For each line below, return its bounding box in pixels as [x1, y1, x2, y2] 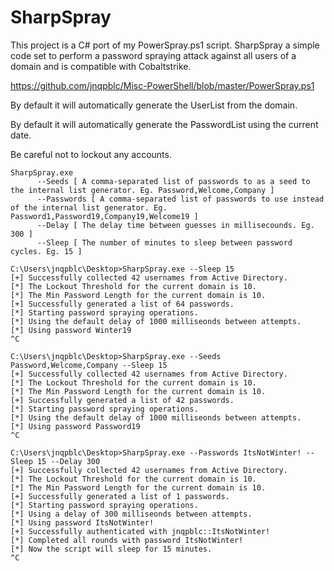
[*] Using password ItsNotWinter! [10, 517, 155, 528]
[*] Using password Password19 [10, 421, 141, 431]
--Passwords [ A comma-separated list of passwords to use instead [36, 194, 325, 204]
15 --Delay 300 [36, 456, 101, 466]
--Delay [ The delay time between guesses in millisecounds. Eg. [36, 220, 315, 230]
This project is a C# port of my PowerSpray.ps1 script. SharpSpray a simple [10, 39, 320, 51]
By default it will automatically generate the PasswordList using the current [10, 118, 319, 130]
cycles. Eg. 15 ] [10, 246, 83, 256]
